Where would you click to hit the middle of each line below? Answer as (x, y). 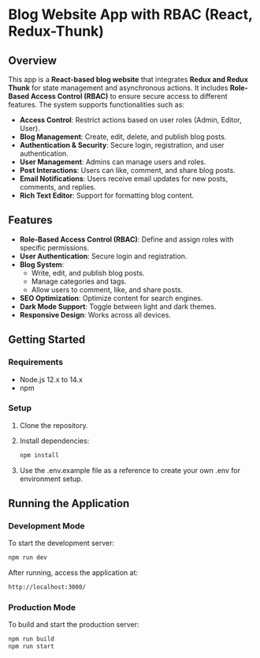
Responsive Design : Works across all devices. (95, 314)
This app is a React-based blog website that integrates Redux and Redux (128, 79)
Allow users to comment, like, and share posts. (107, 289)
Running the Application (69, 504)
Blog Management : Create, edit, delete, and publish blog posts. (123, 137)
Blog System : (42, 264)
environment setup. (51, 479)
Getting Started (47, 340)
